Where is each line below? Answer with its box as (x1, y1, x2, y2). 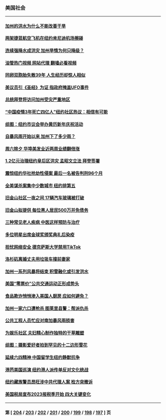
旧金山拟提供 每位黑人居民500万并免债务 (5, 207, 88, 213)
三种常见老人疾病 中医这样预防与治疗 (5, 219, 80, 225)
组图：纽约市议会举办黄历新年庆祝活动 (5, 121, 83, 127)
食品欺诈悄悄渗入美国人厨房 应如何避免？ (5, 293, 89, 299)
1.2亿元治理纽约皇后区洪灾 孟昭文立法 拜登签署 (5, 158, 100, 164)
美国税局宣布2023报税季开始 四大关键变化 (5, 391, 91, 397)
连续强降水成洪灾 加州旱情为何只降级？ (5, 48, 84, 54)
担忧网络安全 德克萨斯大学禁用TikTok (5, 244, 81, 250)
